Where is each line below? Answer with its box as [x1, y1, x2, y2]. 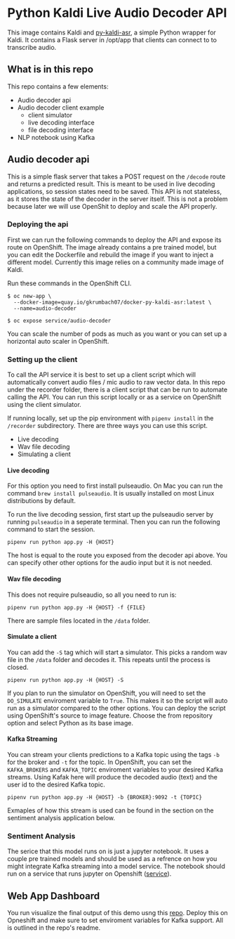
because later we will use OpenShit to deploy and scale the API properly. [7, 202, 217, 210]
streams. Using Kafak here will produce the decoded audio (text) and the [7, 772, 217, 781]
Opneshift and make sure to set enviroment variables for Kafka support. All [7, 916, 223, 925]
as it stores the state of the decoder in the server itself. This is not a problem [7, 195, 228, 203]
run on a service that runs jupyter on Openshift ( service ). [7, 869, 172, 878]
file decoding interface [27, 125, 94, 134]
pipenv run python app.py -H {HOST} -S [7, 676, 124, 683]
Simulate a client [7, 633, 58, 641]
